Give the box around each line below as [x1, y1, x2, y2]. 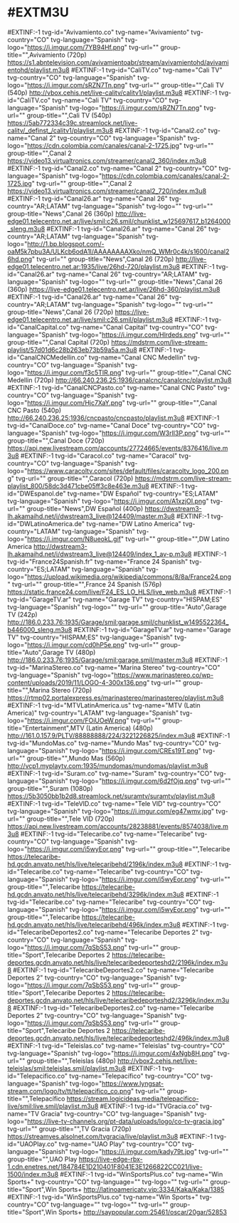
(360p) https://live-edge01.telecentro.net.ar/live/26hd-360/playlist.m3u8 [7, 285, 221, 293]
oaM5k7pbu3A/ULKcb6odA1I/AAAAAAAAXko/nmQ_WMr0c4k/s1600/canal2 [7, 247, 230, 256]
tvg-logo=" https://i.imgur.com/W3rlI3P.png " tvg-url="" [70, 429, 230, 437]
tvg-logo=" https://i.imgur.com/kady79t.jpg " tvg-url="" [70, 1147, 229, 1155]
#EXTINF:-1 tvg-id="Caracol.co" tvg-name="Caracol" [20, 451, 178, 460]
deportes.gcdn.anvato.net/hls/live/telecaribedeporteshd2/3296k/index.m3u [7, 996, 230, 1004]
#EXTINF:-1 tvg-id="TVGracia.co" [100, 1101, 199, 1111]
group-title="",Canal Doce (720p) [7, 436, 105, 445]
